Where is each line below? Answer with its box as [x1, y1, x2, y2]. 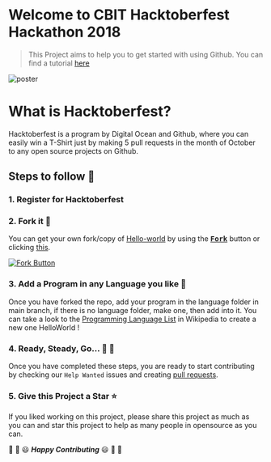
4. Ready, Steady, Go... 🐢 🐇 [8, 342, 115, 354]
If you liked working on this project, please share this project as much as [8, 412, 250, 422]
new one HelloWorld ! [8, 322, 80, 333]
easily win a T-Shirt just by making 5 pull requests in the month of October [8, 138, 256, 147]
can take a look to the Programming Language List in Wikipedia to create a [8, 314, 256, 324]
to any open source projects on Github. [8, 146, 139, 155]
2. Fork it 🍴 [8, 216, 51, 227]
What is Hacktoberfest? [8, 103, 171, 121]
